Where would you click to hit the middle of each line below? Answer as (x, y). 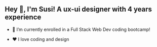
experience (23, 17)
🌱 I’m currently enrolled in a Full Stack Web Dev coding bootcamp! (81, 29)
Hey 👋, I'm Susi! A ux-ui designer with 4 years (78, 9)
